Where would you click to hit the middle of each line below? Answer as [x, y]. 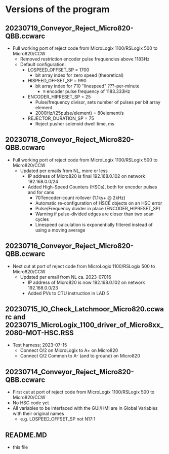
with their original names [38, 414]
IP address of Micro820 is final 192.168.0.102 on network [86, 176]
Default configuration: [43, 64]
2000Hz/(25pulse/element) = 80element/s [79, 113]
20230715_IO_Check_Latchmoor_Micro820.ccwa [85, 309]
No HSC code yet [31, 403]
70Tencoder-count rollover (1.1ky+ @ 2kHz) [80, 198]
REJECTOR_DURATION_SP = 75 [61, 118]
